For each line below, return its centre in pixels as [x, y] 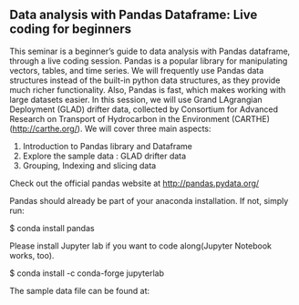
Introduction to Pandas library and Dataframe [108, 146]
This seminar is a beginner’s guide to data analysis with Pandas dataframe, [150, 51]
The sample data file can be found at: [80, 290]
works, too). [32, 255]
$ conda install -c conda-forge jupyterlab [87, 273]
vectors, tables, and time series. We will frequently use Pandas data [137, 70]
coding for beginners [71, 30]
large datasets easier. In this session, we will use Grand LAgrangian [136, 99]
